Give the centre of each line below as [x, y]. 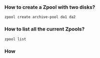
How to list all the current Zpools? [45, 29]
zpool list [15, 39]
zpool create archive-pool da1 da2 [40, 17]
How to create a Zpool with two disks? [50, 7]
